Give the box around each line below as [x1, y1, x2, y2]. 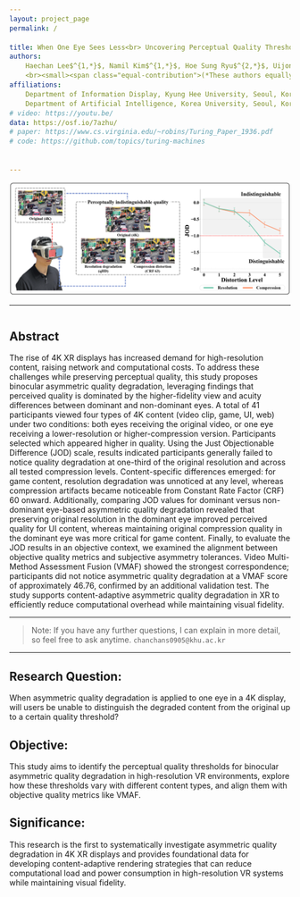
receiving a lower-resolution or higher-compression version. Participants [9, 429, 277, 440]
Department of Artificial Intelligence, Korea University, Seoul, [25, 99, 278, 108]
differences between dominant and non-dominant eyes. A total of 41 [9, 400, 261, 411]
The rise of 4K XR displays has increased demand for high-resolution [9, 353, 263, 364]
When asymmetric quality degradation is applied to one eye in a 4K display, [9, 692, 287, 703]
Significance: [9, 816, 86, 831]
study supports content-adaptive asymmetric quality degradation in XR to [9, 590, 279, 600]
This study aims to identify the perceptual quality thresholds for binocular [9, 760, 279, 772]
